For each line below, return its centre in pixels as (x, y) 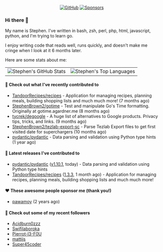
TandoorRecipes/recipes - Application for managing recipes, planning (82, 96)
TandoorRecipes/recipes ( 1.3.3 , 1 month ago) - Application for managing (84, 174)
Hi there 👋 (17, 20)
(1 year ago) (24, 142)
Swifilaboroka (26, 229)
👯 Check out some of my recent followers (47, 213)
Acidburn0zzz (26, 224)
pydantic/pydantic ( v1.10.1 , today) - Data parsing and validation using (81, 164)
